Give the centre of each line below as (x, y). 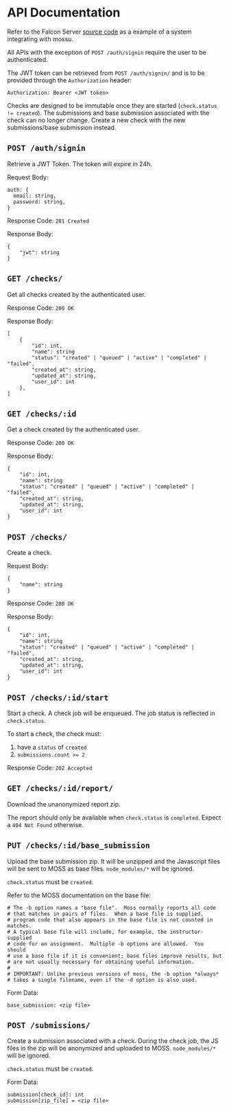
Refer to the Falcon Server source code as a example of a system (99, 32)
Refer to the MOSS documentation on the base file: (79, 895)
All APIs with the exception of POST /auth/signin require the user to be (107, 52)
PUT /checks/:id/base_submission (79, 845)
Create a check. (29, 553)
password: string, (40, 202)
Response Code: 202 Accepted (50, 768)
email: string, (35, 196)
